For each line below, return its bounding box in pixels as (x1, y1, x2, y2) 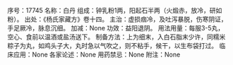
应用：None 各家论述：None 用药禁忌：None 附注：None (13, 50, 181, 59)
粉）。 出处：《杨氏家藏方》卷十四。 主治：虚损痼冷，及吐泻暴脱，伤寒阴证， (7, 15, 227, 23)
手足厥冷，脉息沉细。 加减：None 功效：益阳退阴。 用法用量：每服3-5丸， (7, 24, 225, 32)
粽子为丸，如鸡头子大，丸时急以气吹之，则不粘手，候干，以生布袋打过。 (7, 42, 217, 49)
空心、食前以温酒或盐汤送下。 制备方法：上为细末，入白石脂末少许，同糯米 (7, 32, 226, 41)
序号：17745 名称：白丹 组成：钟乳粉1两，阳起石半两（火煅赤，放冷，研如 (7, 6, 222, 14)
